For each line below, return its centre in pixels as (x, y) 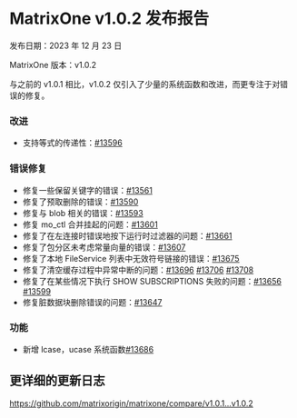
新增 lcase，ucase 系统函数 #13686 (88, 349)
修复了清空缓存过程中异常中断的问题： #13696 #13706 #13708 (138, 270)
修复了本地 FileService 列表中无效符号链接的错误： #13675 (131, 258)
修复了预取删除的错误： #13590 (80, 202)
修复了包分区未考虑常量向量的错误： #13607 (104, 247)
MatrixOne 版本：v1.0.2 (53, 65)
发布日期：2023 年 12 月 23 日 (66, 45)
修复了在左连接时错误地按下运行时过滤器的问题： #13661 (128, 235)
